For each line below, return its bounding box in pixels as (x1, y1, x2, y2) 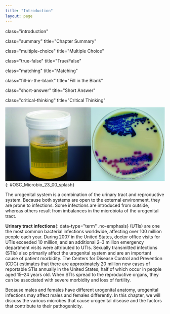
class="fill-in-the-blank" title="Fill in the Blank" (5, 77, 104, 83)
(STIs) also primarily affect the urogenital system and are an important (5, 249, 152, 256)
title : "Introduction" (5, 8, 53, 13)
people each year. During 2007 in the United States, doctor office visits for (5, 234, 160, 240)
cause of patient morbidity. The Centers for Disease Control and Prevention (5, 255, 163, 261)
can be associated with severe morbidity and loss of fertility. (5, 277, 131, 283)
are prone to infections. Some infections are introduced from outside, (5, 202, 149, 208)
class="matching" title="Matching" (5, 68, 78, 74)
